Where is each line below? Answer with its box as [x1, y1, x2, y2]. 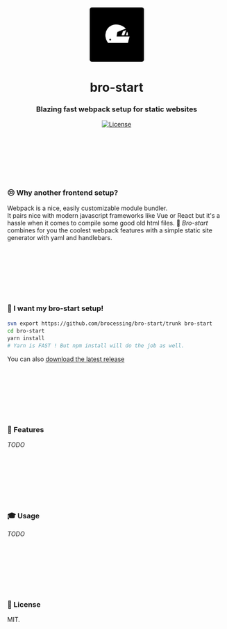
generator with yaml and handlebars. [7, 233, 112, 241]
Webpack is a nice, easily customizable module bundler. [7, 204, 168, 212]
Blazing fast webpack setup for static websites [35, 104, 198, 114]
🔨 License [7, 599, 41, 609]
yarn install [7, 335, 45, 342]
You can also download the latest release [7, 355, 125, 363]
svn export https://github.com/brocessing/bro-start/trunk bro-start [7, 320, 213, 327]
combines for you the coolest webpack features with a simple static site [7, 226, 213, 234]
